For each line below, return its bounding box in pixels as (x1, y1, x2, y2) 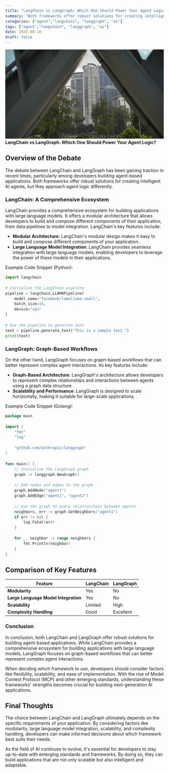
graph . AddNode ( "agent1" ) (14, 488, 66, 493)
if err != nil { (14, 514, 49, 519)
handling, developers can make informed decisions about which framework (5, 731, 162, 737)
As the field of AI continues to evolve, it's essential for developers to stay (5, 746, 157, 752)
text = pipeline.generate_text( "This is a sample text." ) (5, 328, 129, 333)
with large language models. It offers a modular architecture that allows (5, 213, 153, 219)
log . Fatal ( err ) (23, 520, 55, 525)
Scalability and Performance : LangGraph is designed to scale (12, 388, 142, 394)
